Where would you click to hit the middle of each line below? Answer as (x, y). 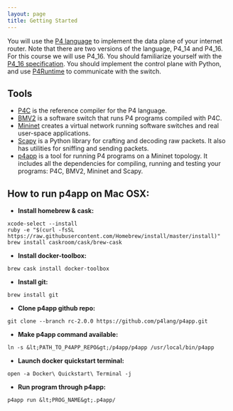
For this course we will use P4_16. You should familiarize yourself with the (115, 56)
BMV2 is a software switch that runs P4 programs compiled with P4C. (120, 118)
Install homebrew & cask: (56, 211)
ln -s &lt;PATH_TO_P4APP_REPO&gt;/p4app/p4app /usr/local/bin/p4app (111, 348)
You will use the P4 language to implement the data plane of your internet (115, 41)
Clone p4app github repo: (56, 308)
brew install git (33, 295)
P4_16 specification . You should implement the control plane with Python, (114, 63)
